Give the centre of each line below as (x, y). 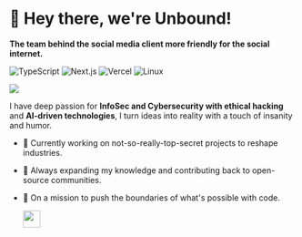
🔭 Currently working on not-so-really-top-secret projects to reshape (150, 143)
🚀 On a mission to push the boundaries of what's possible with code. (151, 197)
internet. (26, 53)
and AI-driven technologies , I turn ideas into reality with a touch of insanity (151, 115)
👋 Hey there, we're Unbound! (121, 19)
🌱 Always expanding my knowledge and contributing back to (136, 170)
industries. (42, 152)
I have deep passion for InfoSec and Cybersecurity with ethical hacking (146, 106)
